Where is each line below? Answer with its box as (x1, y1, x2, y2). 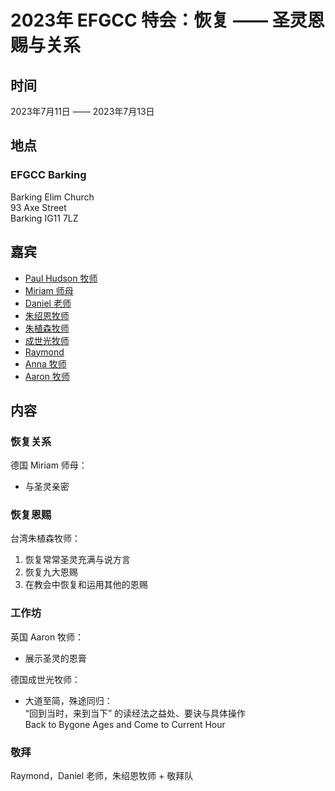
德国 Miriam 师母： (10, 459, 88, 471)
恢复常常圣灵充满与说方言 (24, 554, 131, 566)
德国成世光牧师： (10, 673, 81, 685)
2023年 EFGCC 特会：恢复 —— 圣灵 (10, 9, 308, 32)
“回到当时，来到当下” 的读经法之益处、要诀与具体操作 (24, 707, 247, 719)
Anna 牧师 (24, 357, 67, 370)
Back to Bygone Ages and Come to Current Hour (24, 718, 226, 730)
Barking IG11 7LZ (10, 212, 79, 224)
